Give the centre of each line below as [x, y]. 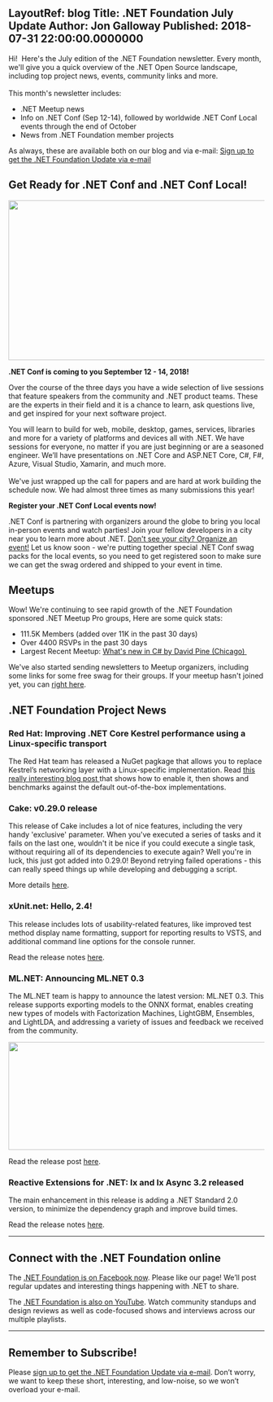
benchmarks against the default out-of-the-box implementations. [117, 787]
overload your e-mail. [44, 1389]
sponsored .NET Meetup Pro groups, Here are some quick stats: [116, 618]
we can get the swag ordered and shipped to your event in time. [116, 565]
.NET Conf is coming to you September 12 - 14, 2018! [99, 371]
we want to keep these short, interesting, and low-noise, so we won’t [124, 1381]
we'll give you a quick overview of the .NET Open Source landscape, [123, 67]
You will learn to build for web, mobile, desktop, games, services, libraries [132, 429]
